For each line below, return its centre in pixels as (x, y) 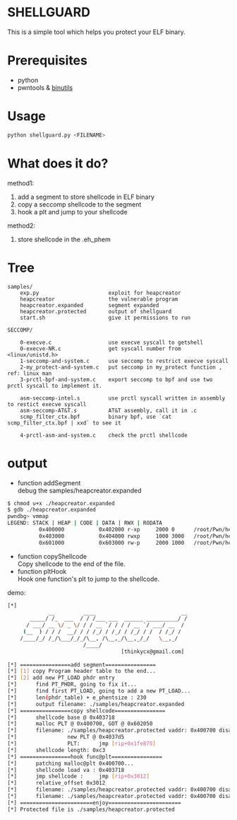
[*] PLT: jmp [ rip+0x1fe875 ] (82, 744)
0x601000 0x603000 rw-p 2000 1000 (111, 543)
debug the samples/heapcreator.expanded (80, 490)
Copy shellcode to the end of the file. (71, 564)
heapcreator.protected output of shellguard (96, 311)
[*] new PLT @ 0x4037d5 (66, 737)
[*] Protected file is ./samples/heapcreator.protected (91, 809)
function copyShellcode (52, 556)
